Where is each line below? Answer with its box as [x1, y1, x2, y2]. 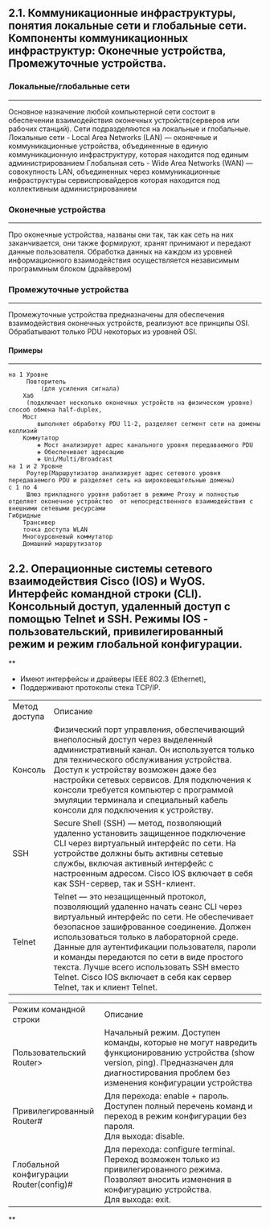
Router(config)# [12, 1179, 73, 1190]
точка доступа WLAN [22, 526, 88, 534]
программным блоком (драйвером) [8, 263, 133, 273]
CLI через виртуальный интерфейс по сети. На [53, 837, 237, 849]
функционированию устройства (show [104, 1047, 256, 1058]
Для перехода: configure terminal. [104, 1143, 235, 1155]
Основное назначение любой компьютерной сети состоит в [8, 106, 215, 116]
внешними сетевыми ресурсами [8, 505, 106, 513]
